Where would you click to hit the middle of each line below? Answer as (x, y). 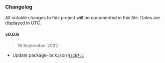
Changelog (19, 7)
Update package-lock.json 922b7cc (48, 55)
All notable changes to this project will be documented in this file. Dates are (83, 18)
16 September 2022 (38, 45)
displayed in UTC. (23, 23)
